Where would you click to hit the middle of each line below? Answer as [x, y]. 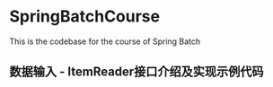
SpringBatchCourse [84, 17]
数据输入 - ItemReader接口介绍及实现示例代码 [136, 72]
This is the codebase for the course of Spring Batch [105, 41]
